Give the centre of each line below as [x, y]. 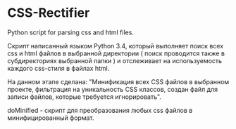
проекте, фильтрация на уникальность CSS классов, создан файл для [113, 89]
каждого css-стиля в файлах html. [58, 68]
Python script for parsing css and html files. [70, 32]
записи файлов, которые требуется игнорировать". [85, 97]
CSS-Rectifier [49, 13]
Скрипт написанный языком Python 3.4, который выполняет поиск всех [116, 46]
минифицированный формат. [51, 118]
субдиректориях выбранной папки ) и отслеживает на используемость [115, 60]
